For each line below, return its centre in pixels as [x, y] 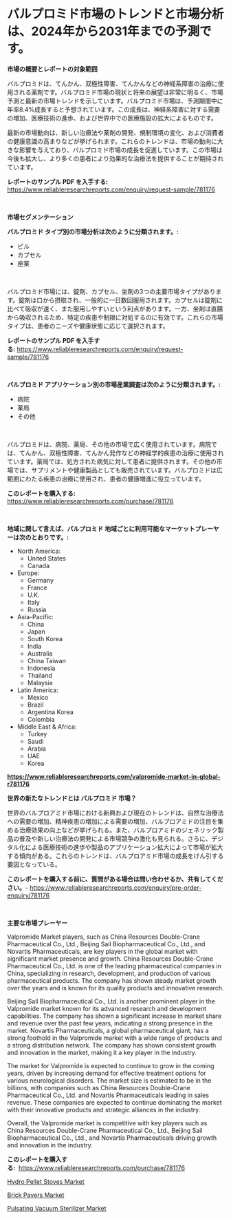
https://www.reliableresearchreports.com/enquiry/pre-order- [116, 887]
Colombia [41, 719]
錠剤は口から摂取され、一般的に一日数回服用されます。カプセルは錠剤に [121, 300]
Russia [37, 609]
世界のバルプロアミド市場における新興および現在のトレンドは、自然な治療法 [115, 813]
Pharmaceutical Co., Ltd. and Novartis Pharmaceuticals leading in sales [108, 1095]
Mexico [38, 697]
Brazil [35, 705]
